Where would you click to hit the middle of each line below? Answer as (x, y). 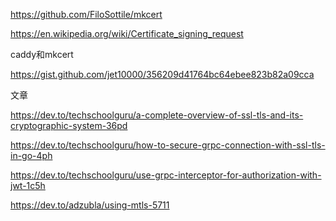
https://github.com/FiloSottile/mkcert (86, 14)
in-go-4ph (31, 155)
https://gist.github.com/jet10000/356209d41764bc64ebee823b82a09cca (162, 74)
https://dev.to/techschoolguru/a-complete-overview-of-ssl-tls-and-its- (157, 115)
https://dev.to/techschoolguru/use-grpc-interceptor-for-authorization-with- (166, 175)
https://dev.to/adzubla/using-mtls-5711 (90, 205)
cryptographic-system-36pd (69, 125)
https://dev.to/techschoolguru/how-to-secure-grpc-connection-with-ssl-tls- (168, 145)
